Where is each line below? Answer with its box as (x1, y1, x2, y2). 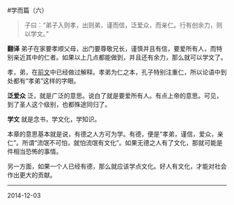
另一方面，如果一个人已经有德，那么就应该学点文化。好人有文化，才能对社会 (7, 162, 227, 170)
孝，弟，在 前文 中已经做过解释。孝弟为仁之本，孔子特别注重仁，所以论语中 (7, 68, 221, 76)
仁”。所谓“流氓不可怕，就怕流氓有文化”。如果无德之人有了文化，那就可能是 (7, 139, 223, 146)
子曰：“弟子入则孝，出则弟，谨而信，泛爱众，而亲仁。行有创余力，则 (24, 21, 223, 29)
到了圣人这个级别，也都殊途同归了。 (7, 100, 111, 108)
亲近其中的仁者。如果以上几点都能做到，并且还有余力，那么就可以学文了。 (13, 53, 227, 61)
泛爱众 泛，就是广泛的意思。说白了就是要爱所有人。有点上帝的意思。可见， (7, 91, 223, 100)
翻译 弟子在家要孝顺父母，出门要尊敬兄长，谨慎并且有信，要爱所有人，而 (7, 45, 217, 52)
